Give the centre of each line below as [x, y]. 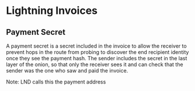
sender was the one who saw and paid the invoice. [67, 70]
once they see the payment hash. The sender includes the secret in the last [97, 58]
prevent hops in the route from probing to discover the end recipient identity [97, 52]
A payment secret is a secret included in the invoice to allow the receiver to [96, 46]
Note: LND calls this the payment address [56, 82]
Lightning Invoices [52, 11]
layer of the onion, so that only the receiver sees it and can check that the [95, 64]
